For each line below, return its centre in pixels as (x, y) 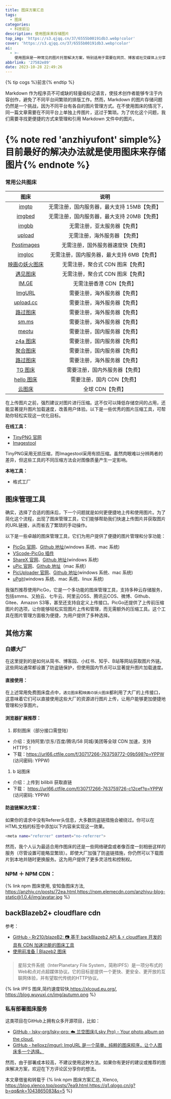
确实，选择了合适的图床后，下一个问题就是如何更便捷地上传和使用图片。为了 (85, 513)
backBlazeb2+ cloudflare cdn (53, 913)
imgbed (26, 216)
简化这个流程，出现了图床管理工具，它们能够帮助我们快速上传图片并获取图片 (85, 519)
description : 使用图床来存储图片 (37, 34)
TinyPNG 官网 (27, 437)
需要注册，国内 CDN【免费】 (105, 379)
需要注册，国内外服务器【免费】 (105, 370)
